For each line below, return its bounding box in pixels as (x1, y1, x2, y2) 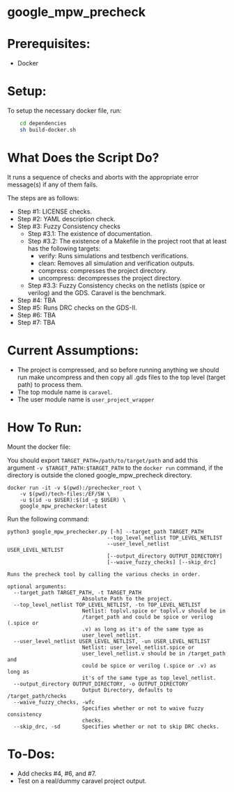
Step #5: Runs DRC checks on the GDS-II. (17, 303, 137, 312)
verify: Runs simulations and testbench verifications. (38, 251, 189, 260)
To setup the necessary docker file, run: (7, 106, 122, 115)
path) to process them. (17, 380, 84, 388)
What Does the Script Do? (7, 150, 159, 166)
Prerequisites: (7, 36, 91, 52)
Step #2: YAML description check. (17, 214, 116, 223)
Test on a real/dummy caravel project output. (17, 777, 147, 785)
